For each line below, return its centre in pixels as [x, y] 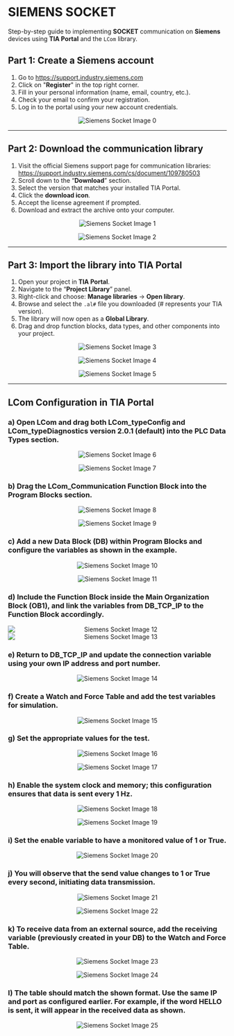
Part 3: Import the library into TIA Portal [95, 265]
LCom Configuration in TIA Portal [81, 402]
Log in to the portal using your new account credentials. [98, 107]
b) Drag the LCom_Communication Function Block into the [107, 486]
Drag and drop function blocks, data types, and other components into [119, 326]
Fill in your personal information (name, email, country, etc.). [104, 92]
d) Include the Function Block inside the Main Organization [109, 597]
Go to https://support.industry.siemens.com [81, 77]
